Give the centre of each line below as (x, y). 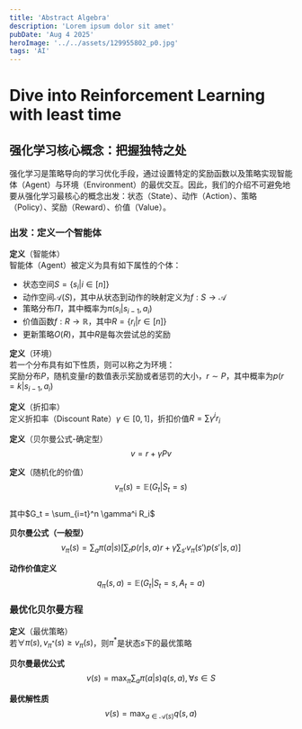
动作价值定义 (33, 568)
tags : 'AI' (30, 51)
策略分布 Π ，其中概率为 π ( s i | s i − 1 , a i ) (87, 310)
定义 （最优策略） (41, 631)
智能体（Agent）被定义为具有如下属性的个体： (95, 265)
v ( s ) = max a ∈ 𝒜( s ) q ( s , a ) (151, 715)
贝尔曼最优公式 (37, 663)
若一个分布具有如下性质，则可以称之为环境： (92, 364)
